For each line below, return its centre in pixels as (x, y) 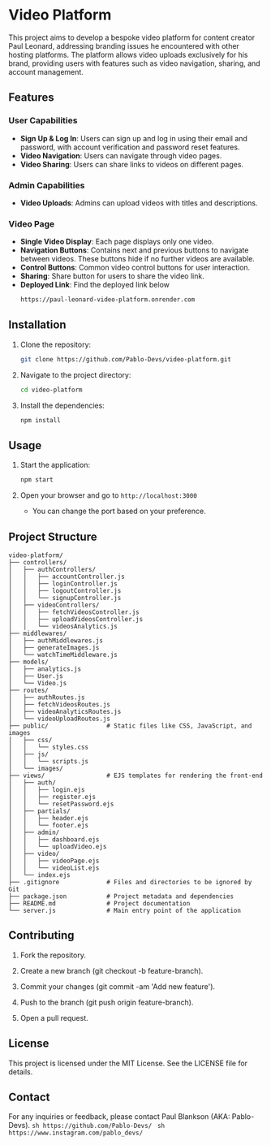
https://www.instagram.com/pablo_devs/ (76, 1133)
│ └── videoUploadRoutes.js (60, 719)
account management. (46, 71)
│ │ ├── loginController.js (63, 584)
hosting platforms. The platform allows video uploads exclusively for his (129, 54)
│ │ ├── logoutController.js (65, 591)
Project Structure (53, 536)
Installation (37, 325)
